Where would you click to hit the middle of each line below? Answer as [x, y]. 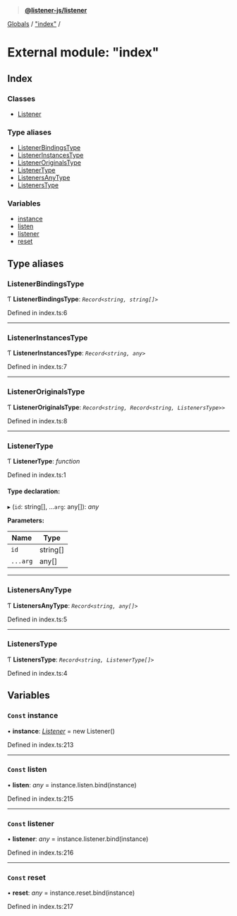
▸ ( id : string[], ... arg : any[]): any [53, 507]
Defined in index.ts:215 [41, 799]
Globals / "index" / [34, 24]
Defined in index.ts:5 [37, 619]
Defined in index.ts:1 [37, 475]
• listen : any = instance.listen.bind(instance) [72, 785]
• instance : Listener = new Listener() [61, 731]
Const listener [31, 823]
